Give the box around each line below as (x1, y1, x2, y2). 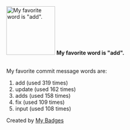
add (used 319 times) (15, 79, 69, 86)
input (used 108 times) (15, 105, 72, 112)
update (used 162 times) (15, 86, 76, 93)
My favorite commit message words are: (6, 67, 108, 75)
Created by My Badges (6, 117, 64, 124)
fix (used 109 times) (15, 98, 65, 106)
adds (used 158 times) (15, 92, 71, 99)
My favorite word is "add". (56, 49, 125, 56)
